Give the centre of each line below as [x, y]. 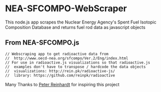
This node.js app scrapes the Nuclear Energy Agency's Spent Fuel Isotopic [81, 22]
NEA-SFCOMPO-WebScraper [66, 9]
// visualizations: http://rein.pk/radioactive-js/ [60, 71]
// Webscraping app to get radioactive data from [57, 54]
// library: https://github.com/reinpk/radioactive [60, 75]
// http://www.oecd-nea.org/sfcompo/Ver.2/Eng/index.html [67, 58]
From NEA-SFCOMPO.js [42, 43]
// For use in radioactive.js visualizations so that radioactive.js [78, 62]
